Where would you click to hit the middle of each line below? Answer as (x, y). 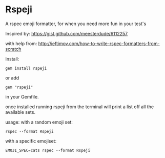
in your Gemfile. (22, 96)
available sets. (20, 112)
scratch (13, 49)
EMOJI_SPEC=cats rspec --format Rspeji (48, 150)
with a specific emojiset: (31, 141)
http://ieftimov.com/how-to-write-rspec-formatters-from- (99, 43)
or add (12, 77)
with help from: (21, 43)
